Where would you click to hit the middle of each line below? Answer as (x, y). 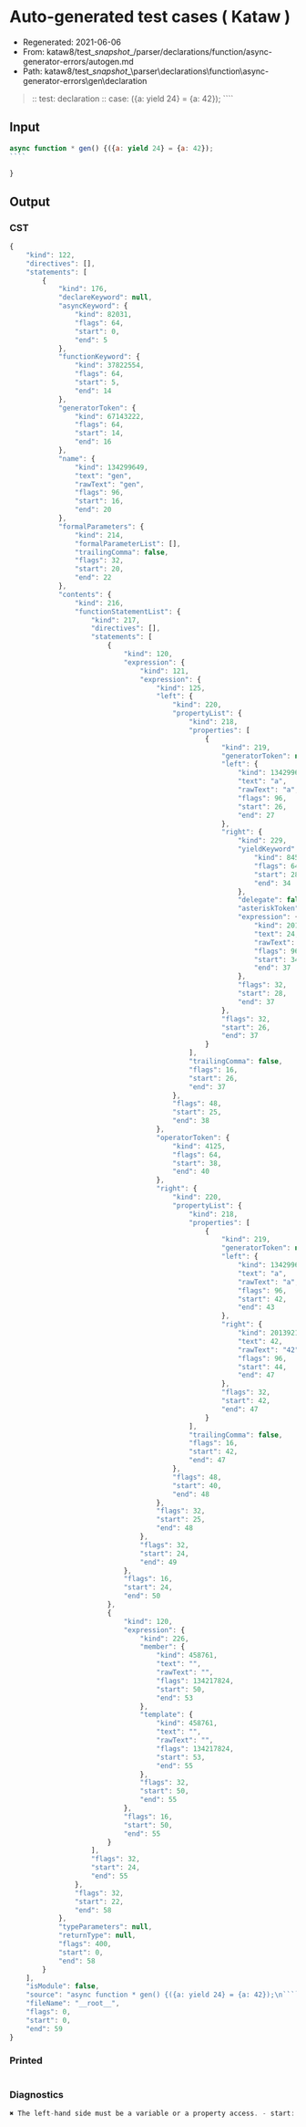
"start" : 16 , (99, 501)
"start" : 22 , (99, 1902)
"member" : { (162, 1647)
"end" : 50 (142, 1596)
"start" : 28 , (262, 994)
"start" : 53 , (181, 1757)
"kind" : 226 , (164, 1639)
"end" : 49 (158, 1562)
